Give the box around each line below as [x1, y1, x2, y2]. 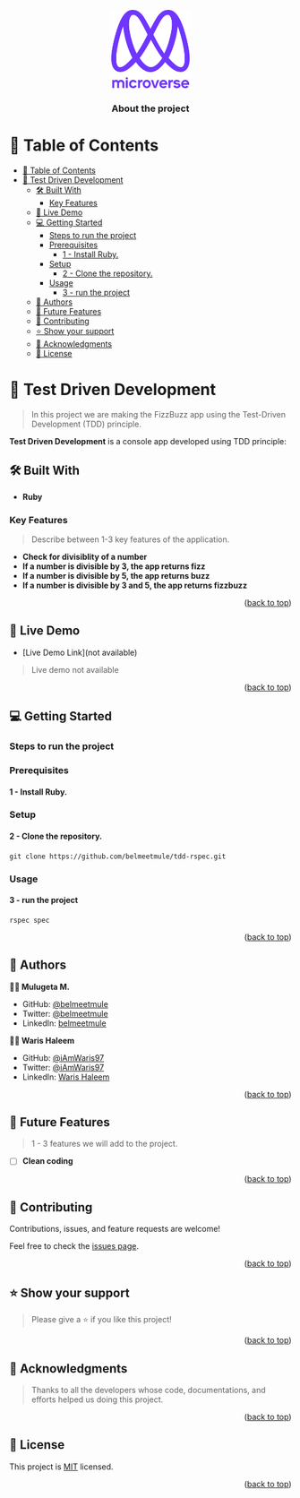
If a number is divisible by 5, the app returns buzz [21, 570, 210, 581]
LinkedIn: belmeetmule [21, 1018, 107, 1029]
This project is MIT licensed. [9, 1461, 114, 1472]
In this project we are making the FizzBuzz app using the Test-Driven [30, 409, 287, 419]
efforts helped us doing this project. [30, 1394, 164, 1405]
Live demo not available [30, 664, 119, 675]
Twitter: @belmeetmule [21, 1008, 109, 1019]
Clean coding [21, 1156, 73, 1167]
